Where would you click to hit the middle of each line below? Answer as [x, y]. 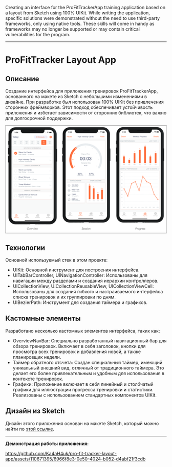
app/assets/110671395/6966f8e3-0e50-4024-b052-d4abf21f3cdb [76, 459]
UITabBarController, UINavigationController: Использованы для [80, 275]
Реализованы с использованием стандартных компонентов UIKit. [85, 395]
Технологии [25, 248]
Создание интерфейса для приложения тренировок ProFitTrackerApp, [82, 91]
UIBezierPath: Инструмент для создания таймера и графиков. [80, 302]
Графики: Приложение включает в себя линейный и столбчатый [83, 384]
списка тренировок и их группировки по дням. [64, 297]
